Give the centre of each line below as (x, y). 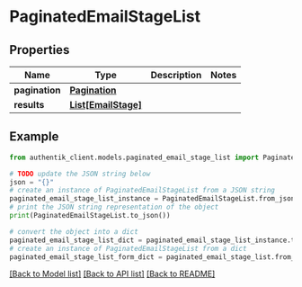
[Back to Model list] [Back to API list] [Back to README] (112, 274)
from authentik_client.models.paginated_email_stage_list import (134, 157)
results (29, 105)
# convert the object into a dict (74, 231)
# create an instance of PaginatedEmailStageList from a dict (128, 248)
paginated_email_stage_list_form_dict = (86, 257)
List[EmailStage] (106, 105)
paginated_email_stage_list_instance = (84, 199)
